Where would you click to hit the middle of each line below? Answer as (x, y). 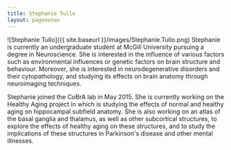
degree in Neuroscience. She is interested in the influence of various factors (116, 54)
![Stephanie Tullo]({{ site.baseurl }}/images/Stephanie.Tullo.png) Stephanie (114, 39)
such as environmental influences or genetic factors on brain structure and (114, 61)
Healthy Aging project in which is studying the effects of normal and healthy (115, 104)
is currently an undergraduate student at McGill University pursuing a (105, 47)
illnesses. (20, 140)
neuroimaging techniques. (44, 83)
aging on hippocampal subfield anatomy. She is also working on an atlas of (114, 111)
